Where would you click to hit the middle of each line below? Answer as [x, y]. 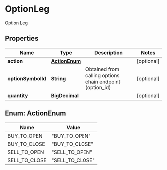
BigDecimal [65, 95]
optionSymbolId [27, 78]
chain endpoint [103, 82]
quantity [18, 95]
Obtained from [102, 69]
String [58, 78]
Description [109, 52]
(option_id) [98, 87]
